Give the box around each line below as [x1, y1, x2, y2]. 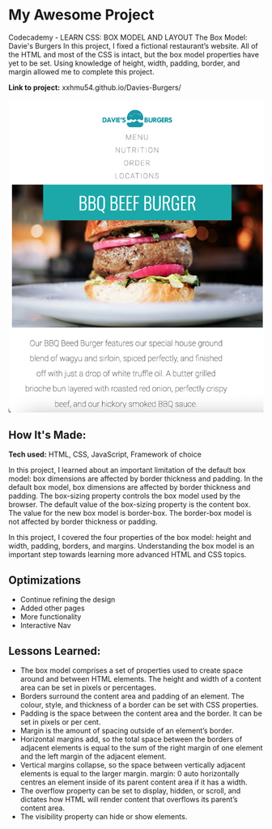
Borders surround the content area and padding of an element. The [19, 691, 244, 701]
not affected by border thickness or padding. [8, 517, 158, 527]
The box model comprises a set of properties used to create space [19, 665, 244, 675]
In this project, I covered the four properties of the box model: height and [8, 533, 252, 542]
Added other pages [19, 603, 85, 613]
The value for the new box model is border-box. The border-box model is [8, 508, 253, 518]
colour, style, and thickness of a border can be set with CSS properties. [19, 699, 259, 709]
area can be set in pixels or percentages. [19, 682, 156, 692]
